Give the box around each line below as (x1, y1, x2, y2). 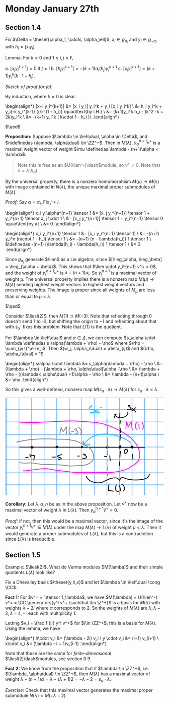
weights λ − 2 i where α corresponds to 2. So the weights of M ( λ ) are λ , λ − (5, 605, 160, 611)
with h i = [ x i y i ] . (5, 44, 36, 51)
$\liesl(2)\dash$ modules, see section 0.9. (5, 656, 92, 662)
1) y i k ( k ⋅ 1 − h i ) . (5, 72, 35, 80)
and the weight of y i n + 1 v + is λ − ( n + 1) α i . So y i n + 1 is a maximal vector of (5, 269, 157, 277)
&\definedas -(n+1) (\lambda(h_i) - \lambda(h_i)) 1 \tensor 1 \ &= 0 (5, 241, 141, 247)
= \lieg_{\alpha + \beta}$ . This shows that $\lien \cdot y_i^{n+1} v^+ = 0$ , (5, 263, 157, 270)
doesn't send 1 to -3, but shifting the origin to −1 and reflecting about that (5, 318, 157, 324)
